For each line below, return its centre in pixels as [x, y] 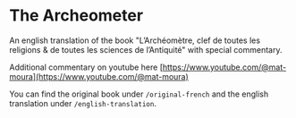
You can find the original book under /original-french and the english [139, 94]
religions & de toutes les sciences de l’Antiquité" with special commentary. [146, 49]
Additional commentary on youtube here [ [86, 67]
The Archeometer [76, 16]
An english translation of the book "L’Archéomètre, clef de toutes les [135, 40]
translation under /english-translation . [83, 103]
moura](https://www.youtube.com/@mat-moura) [99, 76]
